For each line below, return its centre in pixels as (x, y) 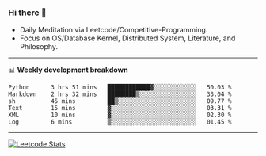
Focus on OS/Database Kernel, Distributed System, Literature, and (127, 38)
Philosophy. (38, 47)
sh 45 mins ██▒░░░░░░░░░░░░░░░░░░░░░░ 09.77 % (120, 101)
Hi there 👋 (28, 13)
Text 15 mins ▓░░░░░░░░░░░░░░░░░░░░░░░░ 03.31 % (120, 108)
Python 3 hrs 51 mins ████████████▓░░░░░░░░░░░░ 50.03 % (120, 88)
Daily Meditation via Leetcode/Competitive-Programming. (114, 30)
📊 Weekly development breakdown (68, 70)
